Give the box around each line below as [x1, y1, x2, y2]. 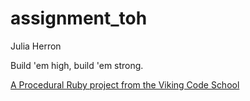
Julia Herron [10, 40, 62, 52]
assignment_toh [10, 7, 148, 30]
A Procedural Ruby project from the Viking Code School [10, 78, 240, 91]
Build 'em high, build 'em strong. [10, 59, 144, 71]
